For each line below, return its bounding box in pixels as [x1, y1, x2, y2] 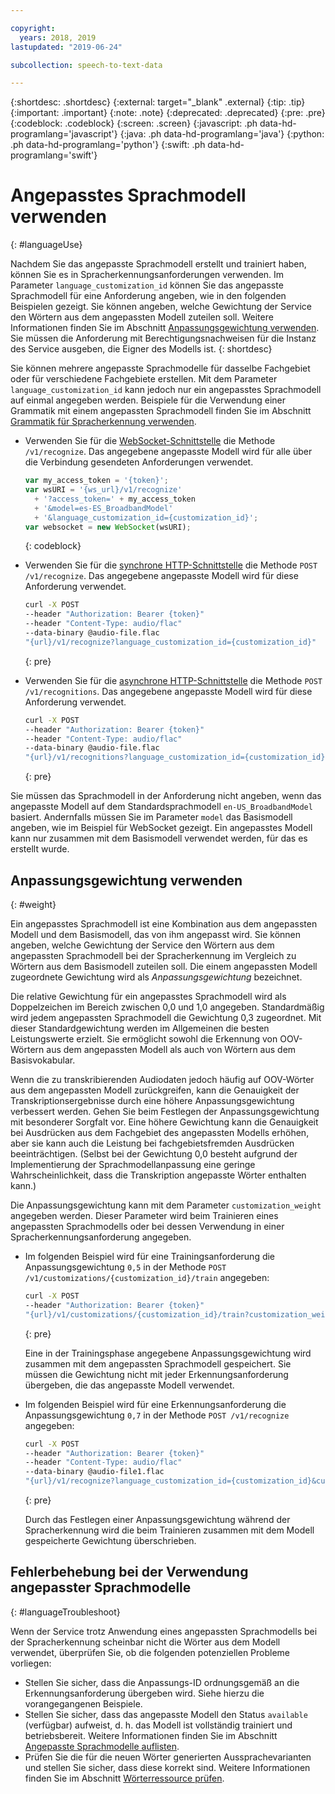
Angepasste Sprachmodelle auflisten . [24, 1740, 180, 1752]
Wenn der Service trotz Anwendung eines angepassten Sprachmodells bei [10, 1625, 318, 1637]
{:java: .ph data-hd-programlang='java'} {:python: [119, 128, 325, 140]
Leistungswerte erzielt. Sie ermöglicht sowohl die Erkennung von [10, 1033, 278, 1045]
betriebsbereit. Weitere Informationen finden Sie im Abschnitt [24, 1729, 278, 1741]
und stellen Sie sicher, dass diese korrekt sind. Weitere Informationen [24, 1761, 311, 1773]
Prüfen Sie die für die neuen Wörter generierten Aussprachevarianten [24, 1751, 312, 1763]
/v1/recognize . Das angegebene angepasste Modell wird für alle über [24, 446, 313, 458]
